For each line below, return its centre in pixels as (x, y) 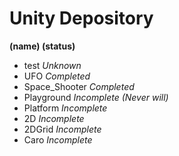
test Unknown (52, 65)
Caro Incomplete (58, 139)
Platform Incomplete (65, 108)
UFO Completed (57, 76)
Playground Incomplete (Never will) (96, 97)
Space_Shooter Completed (79, 86)
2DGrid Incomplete (62, 129)
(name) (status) (42, 46)
